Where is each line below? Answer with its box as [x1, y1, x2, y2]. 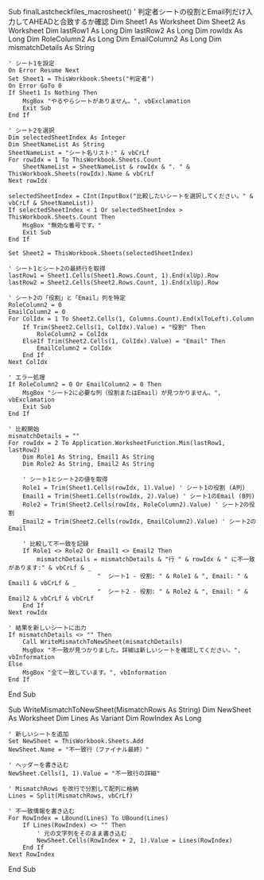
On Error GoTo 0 [8, 82, 62, 90]
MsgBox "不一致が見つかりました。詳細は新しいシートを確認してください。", [22, 646, 242, 654]
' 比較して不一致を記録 [22, 540, 89, 548]
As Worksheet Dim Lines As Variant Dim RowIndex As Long [8, 714, 202, 723]
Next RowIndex [8, 851, 56, 859]
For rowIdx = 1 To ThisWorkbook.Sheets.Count [8, 156, 161, 164]
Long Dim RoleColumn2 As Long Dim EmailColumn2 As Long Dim [8, 34, 223, 44]
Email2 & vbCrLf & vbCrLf [8, 595, 94, 603]
